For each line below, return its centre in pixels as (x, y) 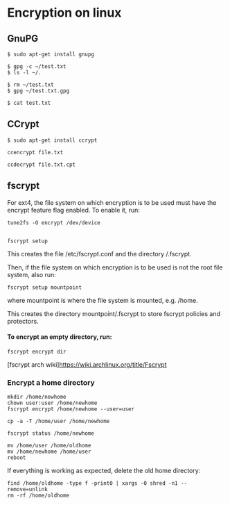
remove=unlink (28, 490)
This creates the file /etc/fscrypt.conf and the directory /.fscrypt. (99, 254)
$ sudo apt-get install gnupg (51, 54)
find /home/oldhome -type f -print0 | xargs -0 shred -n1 (92, 483)
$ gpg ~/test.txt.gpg (38, 91)
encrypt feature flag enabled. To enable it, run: (74, 210)
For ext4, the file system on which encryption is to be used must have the (112, 202)
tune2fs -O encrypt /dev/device (54, 223)
